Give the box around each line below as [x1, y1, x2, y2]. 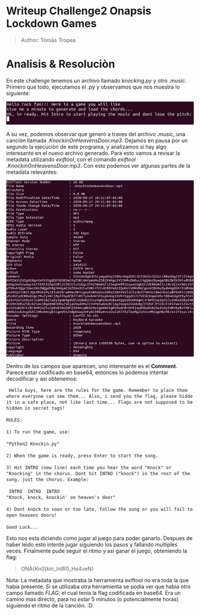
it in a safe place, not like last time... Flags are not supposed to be [6, 400, 193, 406]
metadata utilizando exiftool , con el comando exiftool [6, 156, 136, 163]
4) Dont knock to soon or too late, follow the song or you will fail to [6, 507, 193, 513]
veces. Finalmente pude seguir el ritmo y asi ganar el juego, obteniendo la [6, 547, 187, 554]
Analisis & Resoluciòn [6, 58, 115, 71]
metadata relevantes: [6, 168, 58, 175]
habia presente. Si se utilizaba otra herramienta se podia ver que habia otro [6, 583, 191, 590]
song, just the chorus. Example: [6, 477, 89, 483]
